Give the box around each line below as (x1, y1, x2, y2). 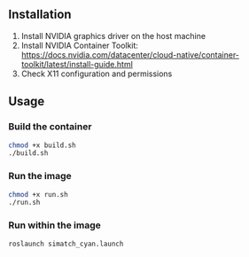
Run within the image (8, 219, 101, 231)
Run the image (8, 170, 72, 183)
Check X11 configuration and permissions (20, 68, 173, 79)
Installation (8, 7, 72, 22)
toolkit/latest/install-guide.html (20, 58, 134, 69)
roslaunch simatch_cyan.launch (8, 239, 124, 248)
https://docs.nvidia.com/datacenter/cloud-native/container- (20, 49, 240, 60)
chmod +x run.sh (8, 190, 68, 199)
